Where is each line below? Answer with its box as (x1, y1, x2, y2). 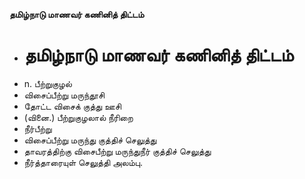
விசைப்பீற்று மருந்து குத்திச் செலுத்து (23, 134, 157, 146)
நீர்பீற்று (23, 122, 52, 134)
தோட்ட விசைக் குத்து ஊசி (23, 100, 122, 112)
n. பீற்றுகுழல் (23, 77, 72, 89)
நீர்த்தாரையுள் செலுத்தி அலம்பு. (23, 156, 144, 168)
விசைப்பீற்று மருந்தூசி (23, 89, 106, 101)
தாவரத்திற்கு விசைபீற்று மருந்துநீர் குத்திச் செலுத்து (23, 145, 212, 157)
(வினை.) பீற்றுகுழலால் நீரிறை (23, 111, 134, 123)
